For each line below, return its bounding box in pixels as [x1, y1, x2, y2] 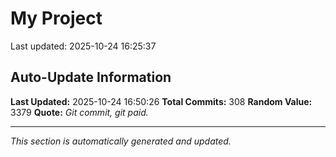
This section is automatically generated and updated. [10, 135, 232, 147]
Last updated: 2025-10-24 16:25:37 [10, 40, 157, 52]
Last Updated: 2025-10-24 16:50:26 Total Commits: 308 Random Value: [10, 95, 313, 107]
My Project [10, 7, 103, 30]
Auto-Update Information [10, 69, 172, 86]
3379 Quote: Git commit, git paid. [10, 106, 149, 118]
